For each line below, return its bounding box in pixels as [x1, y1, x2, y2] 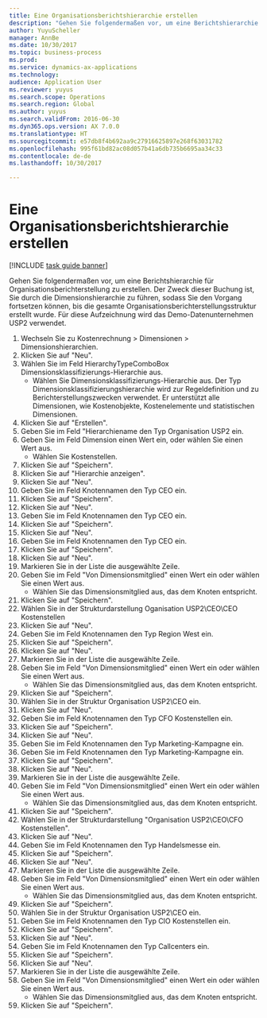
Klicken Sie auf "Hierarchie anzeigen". [20, 469, 145, 478]
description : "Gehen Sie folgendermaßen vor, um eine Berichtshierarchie [9, 19, 259, 27]
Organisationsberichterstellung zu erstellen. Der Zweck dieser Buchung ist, [9, 284, 255, 294]
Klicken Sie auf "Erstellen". [20, 418, 108, 428]
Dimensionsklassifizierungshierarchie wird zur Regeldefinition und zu [32, 385, 259, 394]
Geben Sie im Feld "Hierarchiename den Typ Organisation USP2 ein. [20, 427, 244, 436]
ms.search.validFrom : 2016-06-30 [9, 115, 120, 123]
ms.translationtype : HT [9, 130, 88, 137]
